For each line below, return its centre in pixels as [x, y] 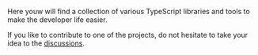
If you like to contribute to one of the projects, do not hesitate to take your [128, 35]
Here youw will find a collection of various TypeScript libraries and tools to [129, 11]
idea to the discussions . [46, 43]
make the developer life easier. [57, 20]
